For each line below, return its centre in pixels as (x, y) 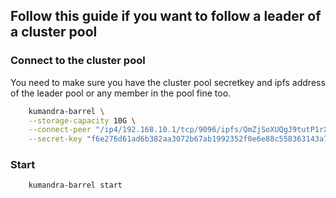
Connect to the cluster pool (78, 61)
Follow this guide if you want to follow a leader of (166, 16)
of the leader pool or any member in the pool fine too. (121, 93)
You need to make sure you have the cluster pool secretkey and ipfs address (168, 82)
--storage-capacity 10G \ (82, 120)
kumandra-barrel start (75, 185)
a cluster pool (54, 32)
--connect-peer (60, 130)
